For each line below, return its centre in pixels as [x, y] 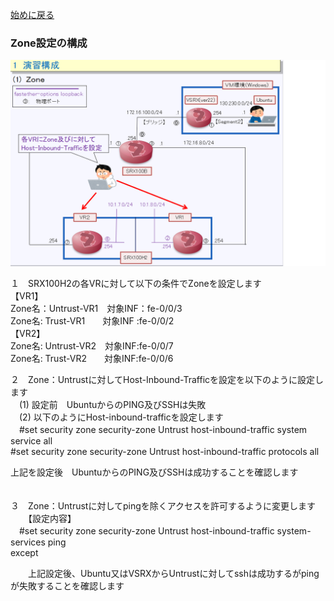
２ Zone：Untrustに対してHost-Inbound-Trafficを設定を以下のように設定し [167, 380]
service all [31, 441]
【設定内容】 [52, 519]
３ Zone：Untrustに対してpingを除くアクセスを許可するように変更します [163, 506]
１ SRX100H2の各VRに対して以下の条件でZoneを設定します [136, 284]
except [24, 553]
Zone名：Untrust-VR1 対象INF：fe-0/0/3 [96, 309]
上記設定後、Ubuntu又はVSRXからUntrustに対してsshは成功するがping [173, 574]
